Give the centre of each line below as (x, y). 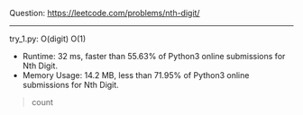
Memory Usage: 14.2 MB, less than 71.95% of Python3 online (136, 75)
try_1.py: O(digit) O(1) (48, 39)
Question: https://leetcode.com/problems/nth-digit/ (105, 13)
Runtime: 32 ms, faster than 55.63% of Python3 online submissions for (154, 56)
